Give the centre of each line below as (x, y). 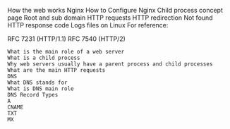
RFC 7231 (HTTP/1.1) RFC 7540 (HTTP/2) (66, 39)
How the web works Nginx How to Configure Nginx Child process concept (115, 10)
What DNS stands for (38, 82)
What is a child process (44, 58)
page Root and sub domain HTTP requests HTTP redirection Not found (110, 18)
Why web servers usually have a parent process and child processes (110, 64)
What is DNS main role (41, 89)
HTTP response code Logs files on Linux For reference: (88, 25)
